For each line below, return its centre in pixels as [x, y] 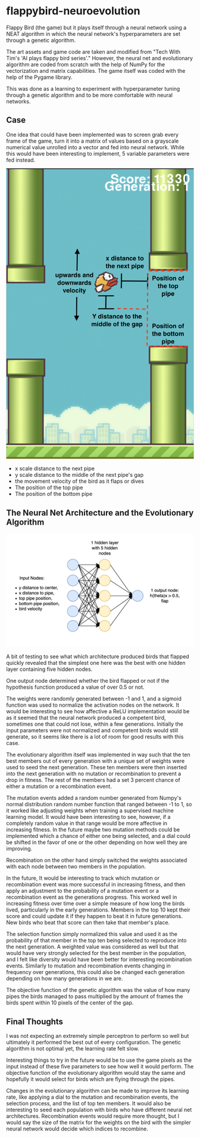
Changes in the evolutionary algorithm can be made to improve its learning [98, 1091]
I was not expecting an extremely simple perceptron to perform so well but [98, 1036]
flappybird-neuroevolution [73, 11]
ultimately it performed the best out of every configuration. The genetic [94, 1042]
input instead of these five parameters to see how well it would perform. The [100, 1067]
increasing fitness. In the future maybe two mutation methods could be [93, 830]
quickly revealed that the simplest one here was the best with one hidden [96, 663]
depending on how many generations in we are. [65, 979]
